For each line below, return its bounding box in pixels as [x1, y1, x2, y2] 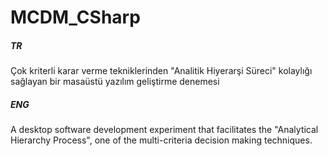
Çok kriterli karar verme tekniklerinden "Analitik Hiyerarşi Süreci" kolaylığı [10, 65, 313, 77]
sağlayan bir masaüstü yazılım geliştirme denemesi [10, 76, 220, 88]
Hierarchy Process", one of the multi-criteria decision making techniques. [10, 134, 313, 146]
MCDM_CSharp [10, 6, 141, 29]
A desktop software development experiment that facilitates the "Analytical [10, 124, 319, 136]
